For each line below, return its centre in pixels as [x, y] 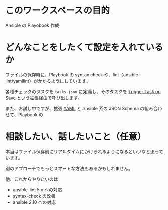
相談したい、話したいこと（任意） [76, 137]
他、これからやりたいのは [32, 179]
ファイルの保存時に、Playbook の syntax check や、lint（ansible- [73, 74]
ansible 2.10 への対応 [34, 202]
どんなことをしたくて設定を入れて [75, 47]
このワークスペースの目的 [57, 10]
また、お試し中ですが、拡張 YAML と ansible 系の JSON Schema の [75, 108]
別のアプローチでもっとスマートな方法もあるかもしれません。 [69, 168]
